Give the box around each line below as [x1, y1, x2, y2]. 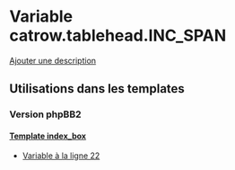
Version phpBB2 [9, 108, 83, 121]
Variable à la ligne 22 [22, 150, 100, 161]
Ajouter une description [9, 55, 97, 66]
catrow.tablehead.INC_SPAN [9, 25, 227, 46]
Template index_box [9, 130, 87, 141]
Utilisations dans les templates [9, 81, 186, 96]
